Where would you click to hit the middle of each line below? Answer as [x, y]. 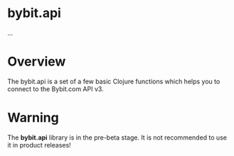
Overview [37, 62]
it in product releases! [39, 145]
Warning [33, 118]
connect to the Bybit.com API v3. [56, 89]
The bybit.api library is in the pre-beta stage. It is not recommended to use [117, 137]
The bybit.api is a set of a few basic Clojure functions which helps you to [114, 81]
